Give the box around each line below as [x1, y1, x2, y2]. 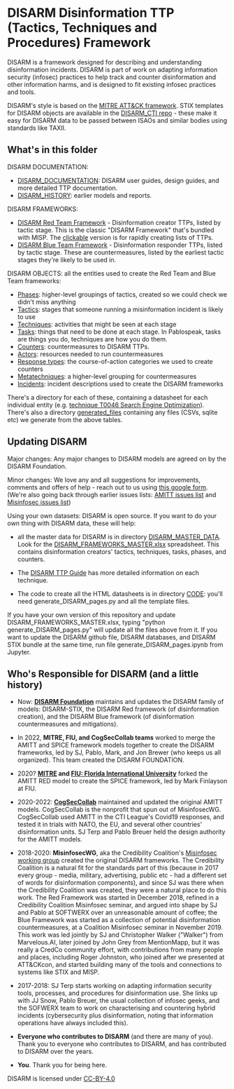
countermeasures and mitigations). [17, 720, 119, 729]
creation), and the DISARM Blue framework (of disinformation [17, 712, 194, 721]
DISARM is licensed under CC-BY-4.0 [7, 1074, 115, 1083]
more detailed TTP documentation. [17, 184, 118, 192]
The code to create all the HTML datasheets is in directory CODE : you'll [17, 589, 224, 597]
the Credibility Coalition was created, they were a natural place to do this [17, 886, 227, 895]
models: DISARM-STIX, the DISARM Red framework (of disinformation [17, 705, 219, 713]
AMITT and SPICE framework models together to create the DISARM [17, 741, 214, 750]
